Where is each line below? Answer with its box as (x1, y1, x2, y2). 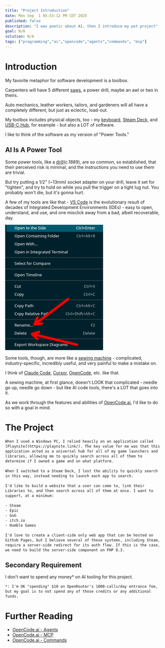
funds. (5, 594, 19, 599)
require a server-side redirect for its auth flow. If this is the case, (5, 542, 161, 548)
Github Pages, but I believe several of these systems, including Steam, (5, 537, 161, 543)
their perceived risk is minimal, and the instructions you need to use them (5, 164, 155, 170)
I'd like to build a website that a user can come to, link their (5, 483, 145, 488)
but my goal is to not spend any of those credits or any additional (5, 589, 152, 594)
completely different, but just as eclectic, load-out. (5, 107, 108, 113)
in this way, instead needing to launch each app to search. (5, 473, 134, 479)
